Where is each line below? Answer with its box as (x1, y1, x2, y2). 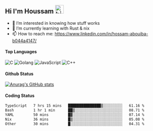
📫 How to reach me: (12, 31, 54, 36)
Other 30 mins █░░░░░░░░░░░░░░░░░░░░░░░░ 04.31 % (5, 121, 145, 126)
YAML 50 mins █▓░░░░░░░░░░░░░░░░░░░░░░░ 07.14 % (5, 113, 145, 117)
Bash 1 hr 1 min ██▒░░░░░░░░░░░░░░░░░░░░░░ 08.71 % (5, 108, 145, 113)
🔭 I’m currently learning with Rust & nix (12, 25, 90, 31)
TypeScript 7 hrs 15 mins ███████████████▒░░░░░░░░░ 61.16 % (5, 103, 145, 108)
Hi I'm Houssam (5, 7, 54, 16)
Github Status (5, 71, 34, 77)
